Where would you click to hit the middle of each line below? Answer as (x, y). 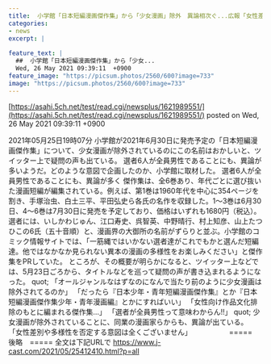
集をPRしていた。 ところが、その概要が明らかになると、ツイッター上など (130, 261)
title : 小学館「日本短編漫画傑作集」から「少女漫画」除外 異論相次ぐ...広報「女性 (133, 16)
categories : (28, 23)
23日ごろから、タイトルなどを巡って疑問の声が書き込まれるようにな (147, 271)
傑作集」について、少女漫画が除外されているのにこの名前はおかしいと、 (135, 150)
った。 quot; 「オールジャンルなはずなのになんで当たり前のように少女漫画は (135, 281)
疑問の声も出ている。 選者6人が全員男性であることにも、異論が (156, 160)
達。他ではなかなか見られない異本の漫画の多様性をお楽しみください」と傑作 (135, 251)
